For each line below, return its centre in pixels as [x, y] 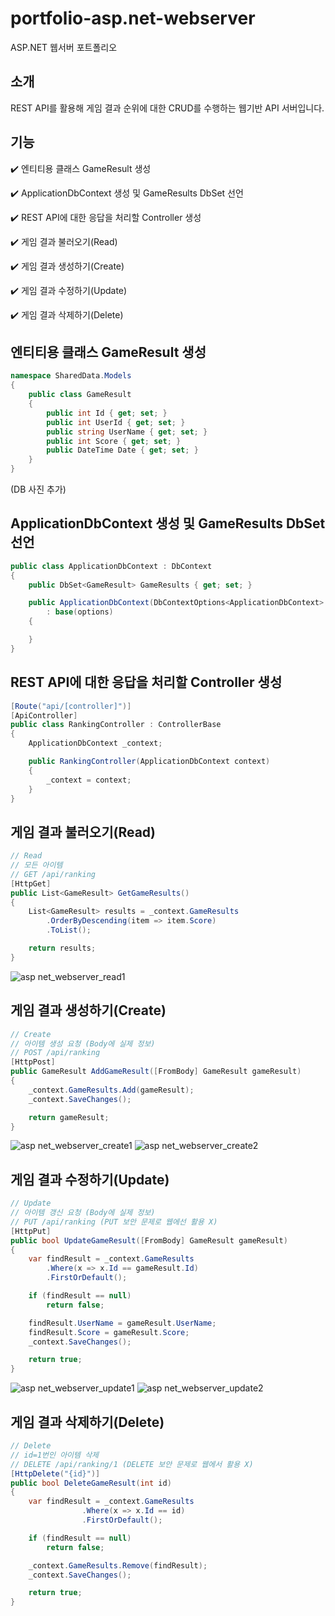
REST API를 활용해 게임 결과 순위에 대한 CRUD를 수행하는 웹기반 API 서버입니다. [167, 108]
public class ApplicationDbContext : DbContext [111, 566]
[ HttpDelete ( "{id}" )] [55, 1473]
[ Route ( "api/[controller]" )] [71, 706]
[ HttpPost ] [33, 1062]
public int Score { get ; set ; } [114, 441]
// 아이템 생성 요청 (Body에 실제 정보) [83, 1043]
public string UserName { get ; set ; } [127, 432]
